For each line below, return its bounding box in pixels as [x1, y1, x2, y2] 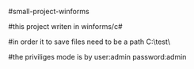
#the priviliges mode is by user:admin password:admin [8, 53, 187, 61]
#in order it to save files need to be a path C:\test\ [8, 37, 170, 46]
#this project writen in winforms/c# [8, 22, 123, 31]
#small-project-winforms [8, 7, 89, 16]
